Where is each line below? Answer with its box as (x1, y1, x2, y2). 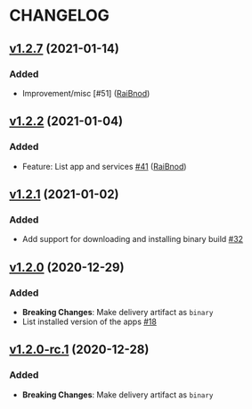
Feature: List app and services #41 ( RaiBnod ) (21, 161, 187, 171)
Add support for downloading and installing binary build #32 (21, 234, 243, 245)
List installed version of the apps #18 (21, 316, 158, 327)
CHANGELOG (9, 5, 110, 26)
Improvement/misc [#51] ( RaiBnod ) (21, 88, 150, 98)
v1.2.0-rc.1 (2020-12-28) (9, 342, 150, 357)
